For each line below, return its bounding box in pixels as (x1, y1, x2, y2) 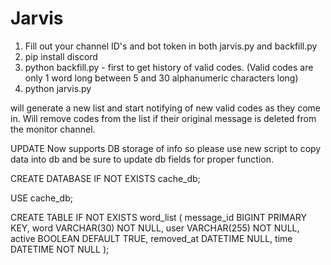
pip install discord (24, 50, 98, 62)
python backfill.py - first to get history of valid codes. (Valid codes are (24, 61, 314, 73)
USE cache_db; (10, 192, 73, 204)
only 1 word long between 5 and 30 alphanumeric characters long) (24, 72, 299, 84)
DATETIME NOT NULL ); (10, 243, 110, 255)
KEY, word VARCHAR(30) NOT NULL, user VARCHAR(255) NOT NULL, (10, 222, 300, 234)
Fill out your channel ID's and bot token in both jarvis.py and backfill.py (24, 40, 318, 52)
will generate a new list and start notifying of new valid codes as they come (10, 102, 321, 114)
